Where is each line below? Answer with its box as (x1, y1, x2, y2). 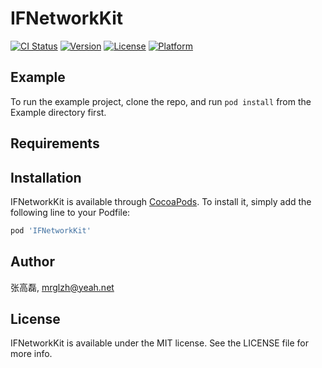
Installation (10, 169, 82, 186)
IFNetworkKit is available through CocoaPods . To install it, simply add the (10, 195, 312, 207)
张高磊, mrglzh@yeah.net (10, 281, 115, 293)
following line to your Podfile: (10, 206, 131, 218)
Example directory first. (10, 106, 107, 118)
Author (10, 253, 55, 271)
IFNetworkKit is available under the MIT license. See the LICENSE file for (10, 337, 310, 349)
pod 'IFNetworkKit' (10, 225, 92, 236)
